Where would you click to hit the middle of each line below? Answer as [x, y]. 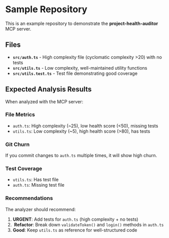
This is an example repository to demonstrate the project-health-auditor [82, 23]
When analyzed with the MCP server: [44, 101]
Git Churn [18, 144]
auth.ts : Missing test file [38, 185]
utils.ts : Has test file [36, 180]
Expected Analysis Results [49, 89]
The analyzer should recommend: [41, 209]
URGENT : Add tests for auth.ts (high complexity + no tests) [75, 219]
